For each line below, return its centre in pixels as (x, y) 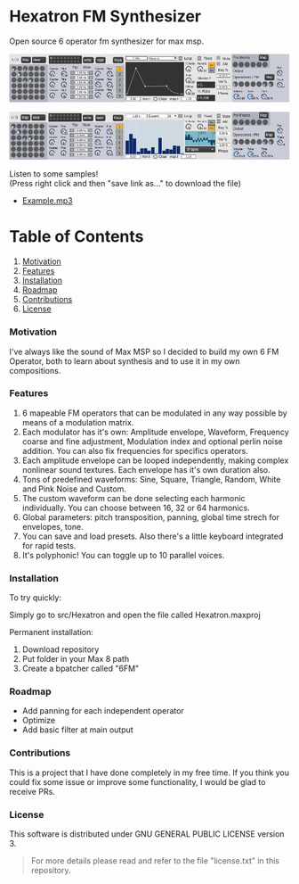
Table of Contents (77, 237)
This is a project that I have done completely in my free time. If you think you (149, 772)
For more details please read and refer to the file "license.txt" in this (155, 861)
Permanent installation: (51, 632)
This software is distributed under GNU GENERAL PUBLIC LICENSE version (147, 834)
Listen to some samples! (54, 174)
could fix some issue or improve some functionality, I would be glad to (137, 781)
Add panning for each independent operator (103, 711)
